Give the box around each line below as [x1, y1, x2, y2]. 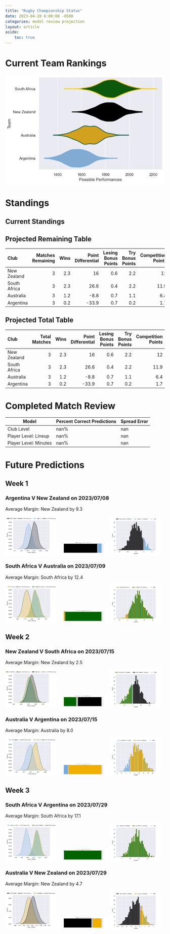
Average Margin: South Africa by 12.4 [5, 574, 83, 580]
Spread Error [120, 418, 148, 424]
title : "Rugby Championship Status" [5, 8, 82, 13]
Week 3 [5, 786, 30, 795]
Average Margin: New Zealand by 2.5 [5, 660, 82, 666]
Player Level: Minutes [7, 440, 52, 446]
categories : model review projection [5, 19, 85, 24]
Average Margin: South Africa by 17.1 [5, 813, 81, 819]
